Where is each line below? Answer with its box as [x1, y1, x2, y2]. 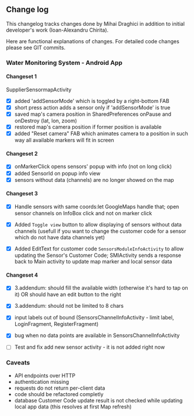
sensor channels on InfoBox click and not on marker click [14, 209, 153, 216]
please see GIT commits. [6, 44, 66, 51]
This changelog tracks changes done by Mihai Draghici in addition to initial [6, 20, 185, 27]
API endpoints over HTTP [14, 372, 76, 379]
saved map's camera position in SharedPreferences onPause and [14, 111, 172, 118]
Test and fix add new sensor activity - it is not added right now [14, 343, 165, 350]
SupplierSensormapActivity [6, 86, 72, 93]
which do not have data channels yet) [14, 233, 105, 240]
